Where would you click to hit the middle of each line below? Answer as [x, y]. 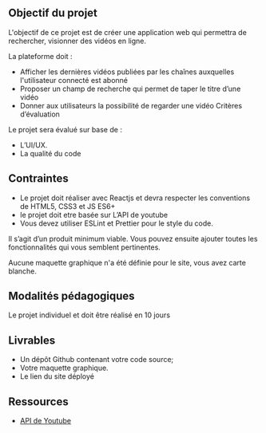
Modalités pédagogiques [71, 296]
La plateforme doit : [41, 56]
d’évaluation [40, 114]
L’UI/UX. [34, 145]
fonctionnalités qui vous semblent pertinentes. [85, 247]
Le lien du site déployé [57, 376]
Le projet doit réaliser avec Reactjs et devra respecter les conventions [135, 198]
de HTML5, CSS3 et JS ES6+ [67, 206]
